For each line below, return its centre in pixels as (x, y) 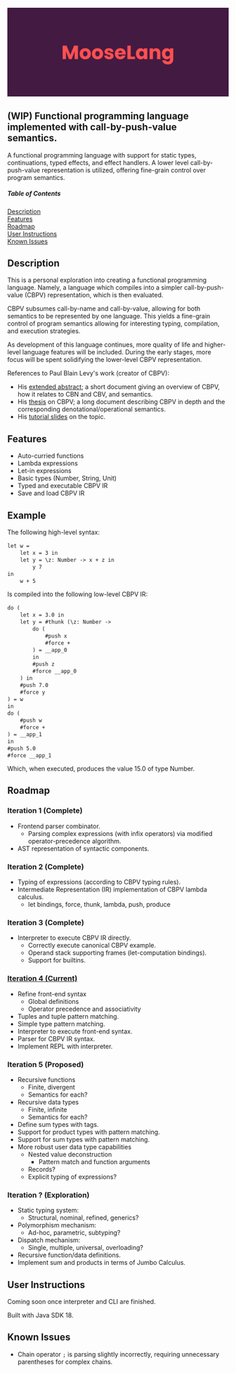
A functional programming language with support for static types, (102, 155)
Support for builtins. (57, 960)
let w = (19, 546)
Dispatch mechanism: (49, 1240)
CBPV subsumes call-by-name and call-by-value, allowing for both (104, 309)
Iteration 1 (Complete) (45, 811)
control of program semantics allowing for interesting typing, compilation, (113, 323)
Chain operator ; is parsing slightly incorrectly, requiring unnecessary (118, 1354)
